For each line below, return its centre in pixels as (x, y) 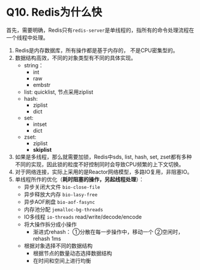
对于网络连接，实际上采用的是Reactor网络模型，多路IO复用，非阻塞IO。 (104, 172)
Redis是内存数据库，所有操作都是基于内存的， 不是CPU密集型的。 (96, 50)
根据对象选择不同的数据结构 (58, 245)
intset (40, 124)
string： (34, 65)
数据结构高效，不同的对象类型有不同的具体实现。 (75, 58)
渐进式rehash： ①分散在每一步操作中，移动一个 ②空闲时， (108, 232)
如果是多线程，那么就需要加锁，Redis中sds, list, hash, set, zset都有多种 (103, 157)
